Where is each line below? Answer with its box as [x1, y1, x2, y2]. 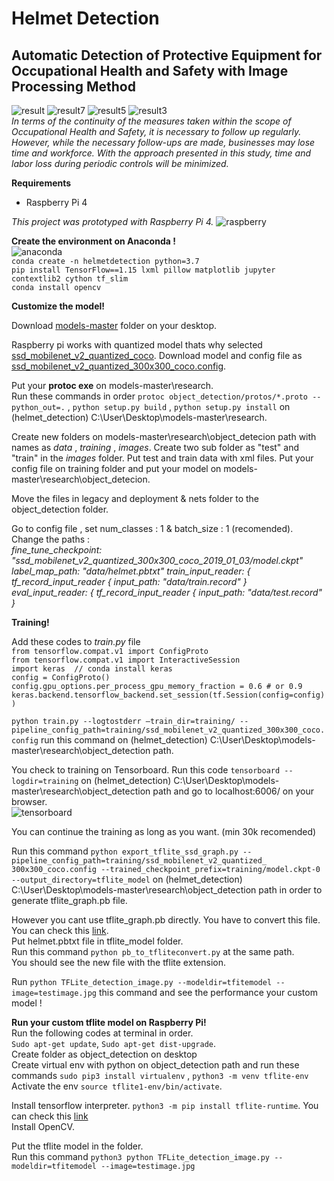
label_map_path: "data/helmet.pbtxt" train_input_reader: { [11, 565, 251, 577]
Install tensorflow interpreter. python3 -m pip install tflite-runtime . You [11, 1100, 319, 1111]
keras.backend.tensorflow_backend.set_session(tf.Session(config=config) [11, 690, 326, 700]
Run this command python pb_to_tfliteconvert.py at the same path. [11, 946, 295, 957]
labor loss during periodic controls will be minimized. [11, 158, 229, 169]
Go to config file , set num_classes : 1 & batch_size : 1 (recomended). [11, 523, 294, 534]
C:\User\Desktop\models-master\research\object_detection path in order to [11, 884, 323, 896]
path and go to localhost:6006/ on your [152, 785, 314, 797]
